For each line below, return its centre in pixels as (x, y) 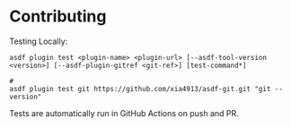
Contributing (58, 17)
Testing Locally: (39, 41)
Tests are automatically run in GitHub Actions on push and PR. (124, 113)
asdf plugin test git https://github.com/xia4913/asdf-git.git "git (140, 89)
